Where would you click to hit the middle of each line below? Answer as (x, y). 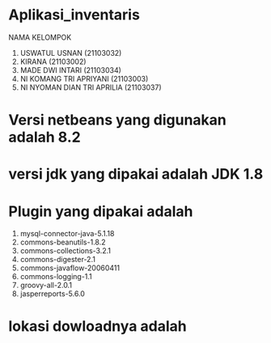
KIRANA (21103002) (53, 61)
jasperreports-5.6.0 (52, 294)
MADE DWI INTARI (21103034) (70, 70)
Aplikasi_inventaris (74, 15)
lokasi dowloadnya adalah (98, 326)
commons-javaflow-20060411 (70, 268)
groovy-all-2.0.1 (46, 286)
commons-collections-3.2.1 (66, 251)
